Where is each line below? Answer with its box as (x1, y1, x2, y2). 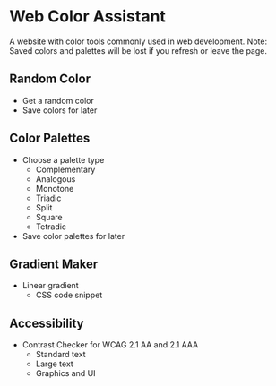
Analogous (35, 173, 76, 184)
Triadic (35, 193, 62, 203)
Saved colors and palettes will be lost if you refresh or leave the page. (9, 45, 267, 56)
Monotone (35, 183, 74, 193)
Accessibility (9, 315, 84, 330)
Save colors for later (22, 105, 98, 116)
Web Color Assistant (9, 6, 166, 27)
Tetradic (35, 221, 67, 232)
